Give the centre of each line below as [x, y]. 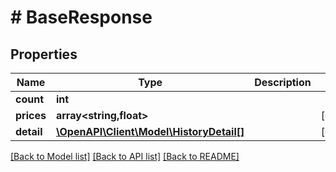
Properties [44, 54]
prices [31, 115]
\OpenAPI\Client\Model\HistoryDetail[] [150, 131]
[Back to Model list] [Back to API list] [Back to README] [125, 156]
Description [283, 82]
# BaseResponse [81, 17]
